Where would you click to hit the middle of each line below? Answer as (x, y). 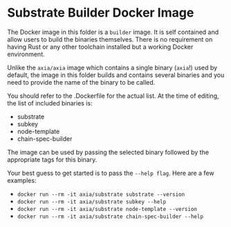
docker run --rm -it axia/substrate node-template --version (107, 209)
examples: (22, 180)
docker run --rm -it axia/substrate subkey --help (92, 202)
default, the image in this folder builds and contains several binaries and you (116, 75)
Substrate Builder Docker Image (101, 13)
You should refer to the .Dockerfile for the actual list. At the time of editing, (113, 96)
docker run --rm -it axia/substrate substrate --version (101, 194)
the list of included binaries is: (50, 103)
